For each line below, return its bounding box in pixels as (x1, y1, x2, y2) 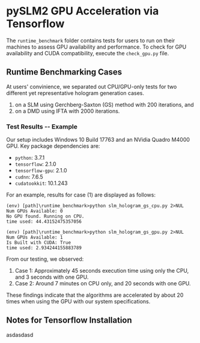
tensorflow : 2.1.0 (14, 160, 56, 168)
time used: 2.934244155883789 (6, 245, 82, 251)
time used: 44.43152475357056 (6, 219, 82, 225)
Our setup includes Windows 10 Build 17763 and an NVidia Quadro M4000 (6, 136, 190, 144)
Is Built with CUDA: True (6, 240, 71, 246)
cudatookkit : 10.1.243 (14, 180, 68, 187)
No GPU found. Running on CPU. (6, 213, 85, 220)
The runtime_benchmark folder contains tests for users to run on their (6, 37, 175, 44)
